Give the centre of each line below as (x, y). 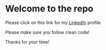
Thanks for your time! (27, 42)
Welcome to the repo (49, 9)
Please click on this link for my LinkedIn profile (53, 22)
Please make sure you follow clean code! (47, 32)
